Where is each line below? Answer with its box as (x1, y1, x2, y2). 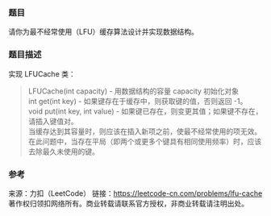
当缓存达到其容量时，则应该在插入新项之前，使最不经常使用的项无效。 (27, 127, 262, 136)
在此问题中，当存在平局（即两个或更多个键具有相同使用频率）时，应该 (27, 136, 262, 146)
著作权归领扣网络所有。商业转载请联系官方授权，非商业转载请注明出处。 (8, 198, 248, 208)
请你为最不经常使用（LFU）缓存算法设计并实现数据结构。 (8, 27, 199, 37)
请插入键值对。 (27, 116, 78, 126)
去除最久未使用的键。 (27, 147, 99, 156)
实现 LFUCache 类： (8, 69, 76, 78)
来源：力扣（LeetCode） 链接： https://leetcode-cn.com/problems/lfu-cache (8, 188, 263, 198)
